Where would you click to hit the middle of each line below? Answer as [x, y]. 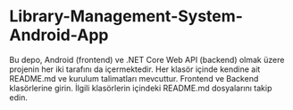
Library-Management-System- [126, 16]
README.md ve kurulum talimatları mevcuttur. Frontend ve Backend [134, 78]
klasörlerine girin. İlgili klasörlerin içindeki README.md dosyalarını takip [141, 88]
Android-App [59, 35]
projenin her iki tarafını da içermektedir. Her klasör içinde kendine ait [135, 69]
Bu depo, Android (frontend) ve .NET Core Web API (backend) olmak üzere [147, 59]
